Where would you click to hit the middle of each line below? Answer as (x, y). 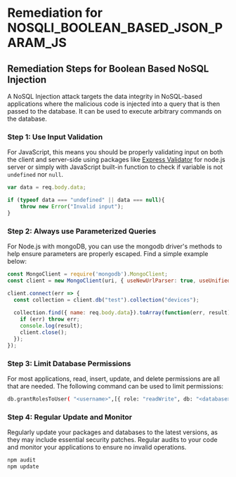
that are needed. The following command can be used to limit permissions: (115, 387)
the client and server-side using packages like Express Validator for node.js (117, 160)
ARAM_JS (37, 43)
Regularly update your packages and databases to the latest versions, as (112, 432)
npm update (23, 467)
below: (17, 262)
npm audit (22, 460)
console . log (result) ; (51, 326)
